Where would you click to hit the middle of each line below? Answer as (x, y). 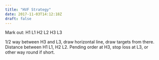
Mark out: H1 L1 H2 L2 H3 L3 (34, 33)
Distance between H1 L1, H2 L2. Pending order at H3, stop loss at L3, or (77, 47)
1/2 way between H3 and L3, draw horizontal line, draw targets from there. (80, 42)
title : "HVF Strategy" (28, 10)
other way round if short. (30, 52)
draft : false (18, 19)
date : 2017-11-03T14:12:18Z (34, 14)
